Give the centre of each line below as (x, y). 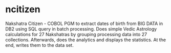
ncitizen (23, 9)
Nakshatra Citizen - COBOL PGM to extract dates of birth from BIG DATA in (84, 23)
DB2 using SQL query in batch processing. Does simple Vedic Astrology (81, 29)
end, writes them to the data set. (40, 45)
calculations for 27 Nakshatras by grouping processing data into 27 (76, 34)
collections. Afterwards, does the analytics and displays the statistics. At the (86, 40)
